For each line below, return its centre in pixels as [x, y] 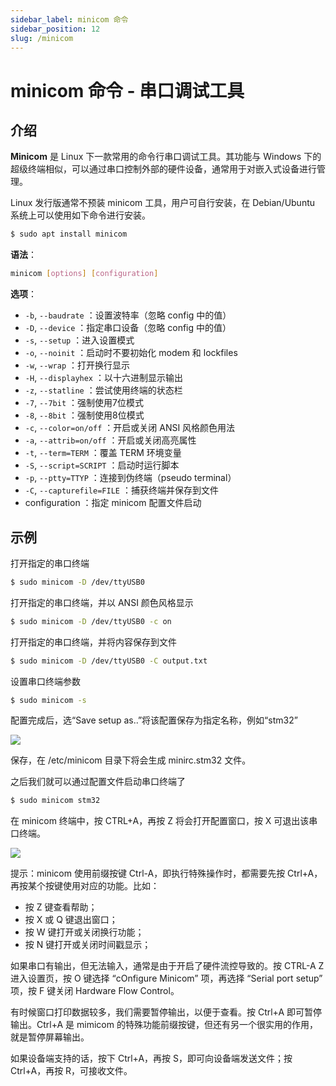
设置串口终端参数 [45, 681]
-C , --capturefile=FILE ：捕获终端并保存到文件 [121, 490]
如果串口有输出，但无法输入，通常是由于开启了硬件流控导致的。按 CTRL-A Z [167, 966]
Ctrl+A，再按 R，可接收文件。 [71, 1071]
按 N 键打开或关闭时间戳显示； [88, 945]
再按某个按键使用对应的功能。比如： [85, 886]
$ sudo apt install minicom [69, 234]
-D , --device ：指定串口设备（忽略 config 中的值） [128, 328]
